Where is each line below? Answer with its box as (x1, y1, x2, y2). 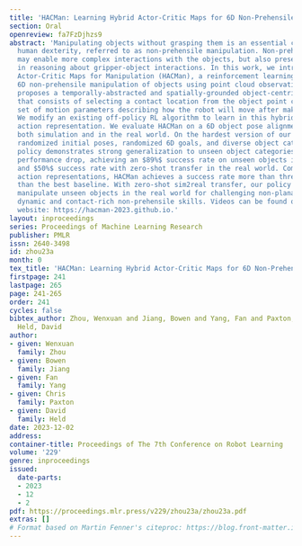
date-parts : (17, 473, 63, 482)
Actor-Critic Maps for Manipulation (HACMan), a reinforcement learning (17, 72, 296, 81)
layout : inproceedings (9, 213, 94, 223)
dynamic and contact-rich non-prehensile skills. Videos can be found (17, 197, 288, 207)
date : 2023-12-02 (9, 423, 75, 432)
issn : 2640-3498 (9, 239, 70, 248)
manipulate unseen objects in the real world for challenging (17, 189, 255, 198)
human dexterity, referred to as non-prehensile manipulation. (17, 47, 259, 56)
